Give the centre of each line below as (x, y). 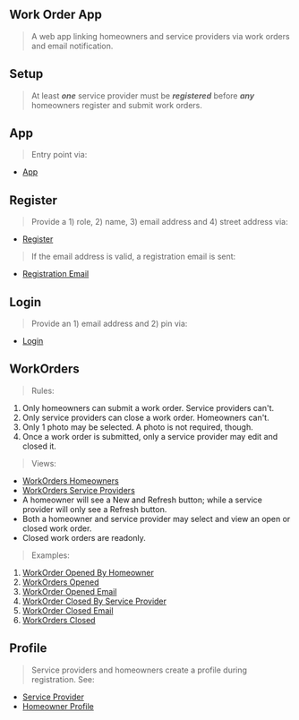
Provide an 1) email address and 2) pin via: (109, 324)
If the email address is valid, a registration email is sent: (133, 257)
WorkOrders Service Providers (79, 490)
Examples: (50, 555)
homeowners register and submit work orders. (117, 105)
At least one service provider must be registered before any (143, 95)
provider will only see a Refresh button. (94, 509)
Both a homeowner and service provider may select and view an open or (156, 519)
